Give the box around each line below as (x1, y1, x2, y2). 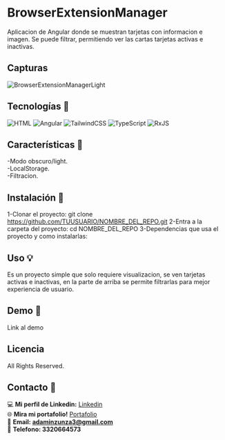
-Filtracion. (7, 172, 39, 180)
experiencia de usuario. (7, 285, 75, 293)
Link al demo (7, 323, 43, 332)
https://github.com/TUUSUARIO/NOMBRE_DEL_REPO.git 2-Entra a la (7, 217, 202, 226)
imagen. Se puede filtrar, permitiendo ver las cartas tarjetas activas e (7, 34, 204, 43)
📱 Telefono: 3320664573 (7, 426, 81, 434)
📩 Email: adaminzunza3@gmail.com (7, 418, 113, 426)
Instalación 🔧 (7, 192, 64, 203)
